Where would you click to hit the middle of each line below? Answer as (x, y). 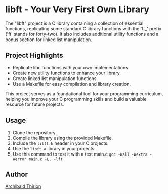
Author (16, 174)
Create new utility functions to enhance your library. (67, 73)
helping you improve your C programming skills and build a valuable (76, 99)
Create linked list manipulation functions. (55, 78)
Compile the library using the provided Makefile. (63, 138)
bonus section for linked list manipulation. (49, 40)
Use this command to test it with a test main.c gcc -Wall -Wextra (80, 154)
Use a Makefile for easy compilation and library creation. (72, 84)
